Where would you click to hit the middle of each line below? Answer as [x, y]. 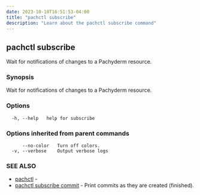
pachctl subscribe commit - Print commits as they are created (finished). [104, 185]
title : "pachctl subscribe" [41, 17]
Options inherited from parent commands [68, 133]
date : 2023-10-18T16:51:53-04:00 [48, 12]
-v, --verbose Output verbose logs [60, 151]
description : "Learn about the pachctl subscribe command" [81, 23]
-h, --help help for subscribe [53, 118]
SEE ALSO [21, 166]
